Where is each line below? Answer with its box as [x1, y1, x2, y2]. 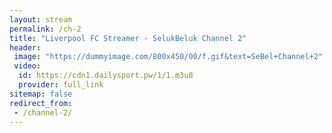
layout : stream [9, 14, 73, 25]
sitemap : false [9, 89, 73, 99]
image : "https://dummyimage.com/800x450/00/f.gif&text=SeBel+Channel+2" [13, 52, 324, 62]
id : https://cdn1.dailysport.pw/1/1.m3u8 [18, 71, 194, 81]
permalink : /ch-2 [9, 24, 82, 34]
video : [13, 61, 42, 71]
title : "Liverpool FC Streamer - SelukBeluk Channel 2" [9, 33, 247, 43]
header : [9, 42, 42, 53]
